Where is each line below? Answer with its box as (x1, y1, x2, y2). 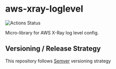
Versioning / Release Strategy (5, 44, 101, 53)
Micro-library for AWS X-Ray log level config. (5, 29, 99, 36)
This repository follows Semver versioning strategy (5, 58, 111, 64)
